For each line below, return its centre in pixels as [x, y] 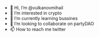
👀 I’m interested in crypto [36, 13]
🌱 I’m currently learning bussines [44, 18]
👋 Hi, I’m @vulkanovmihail [36, 8]
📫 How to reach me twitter [38, 29]
